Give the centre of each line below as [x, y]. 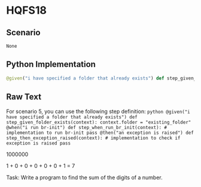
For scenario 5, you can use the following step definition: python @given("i [98, 111]
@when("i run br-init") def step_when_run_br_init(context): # [87, 127]
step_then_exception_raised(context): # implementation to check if [93, 138]
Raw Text [24, 97]
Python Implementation [51, 64]
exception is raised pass [38, 143]
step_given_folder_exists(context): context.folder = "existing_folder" [99, 122]
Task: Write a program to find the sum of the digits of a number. [84, 177]
